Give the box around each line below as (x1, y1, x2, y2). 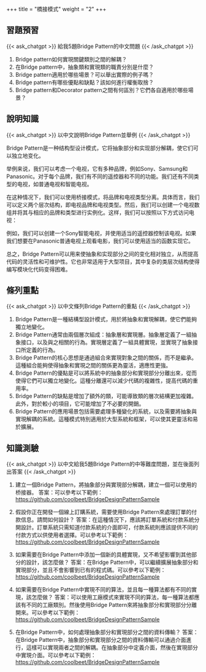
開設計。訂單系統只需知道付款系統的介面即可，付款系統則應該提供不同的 (15, 524, 198, 531)
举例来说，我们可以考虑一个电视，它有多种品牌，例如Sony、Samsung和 (6, 165, 188, 172)
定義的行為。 (26, 346, 59, 354)
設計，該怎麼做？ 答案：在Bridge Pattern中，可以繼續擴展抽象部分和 (26, 558, 199, 566)
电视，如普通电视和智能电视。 (17, 180, 93, 187)
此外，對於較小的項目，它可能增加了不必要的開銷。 (15, 400, 145, 407)
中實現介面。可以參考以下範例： (15, 652, 96, 659)
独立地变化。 (11, 152, 44, 159)
